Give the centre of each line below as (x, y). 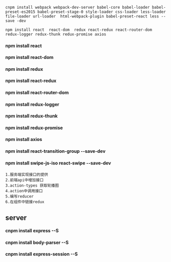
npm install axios (24, 139)
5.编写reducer (20, 197)
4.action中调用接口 (24, 191)
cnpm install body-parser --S (37, 242)
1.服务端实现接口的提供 (27, 175)
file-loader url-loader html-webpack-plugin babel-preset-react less (82, 16)
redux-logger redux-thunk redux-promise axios (56, 34)
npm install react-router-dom (37, 92)
